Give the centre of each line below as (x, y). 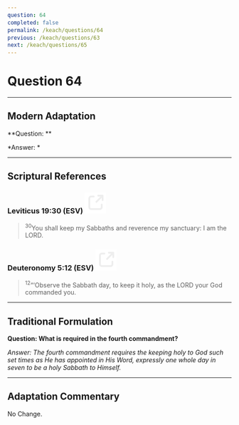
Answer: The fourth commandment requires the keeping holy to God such (116, 352)
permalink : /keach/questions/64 (55, 30)
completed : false (33, 22)
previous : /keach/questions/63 (54, 38)
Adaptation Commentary (63, 397)
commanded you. (51, 292)
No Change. (25, 414)
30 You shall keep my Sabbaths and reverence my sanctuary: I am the (126, 227)
